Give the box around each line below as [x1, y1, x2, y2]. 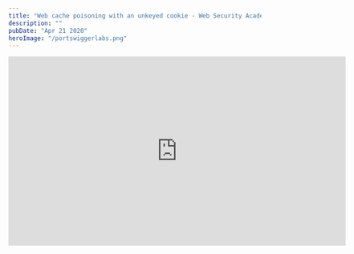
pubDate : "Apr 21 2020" [8, 26, 88, 34]
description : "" [8, 19, 63, 27]
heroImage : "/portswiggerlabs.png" [8, 34, 128, 42]
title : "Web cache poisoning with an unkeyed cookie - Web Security [8, 11, 242, 20]
